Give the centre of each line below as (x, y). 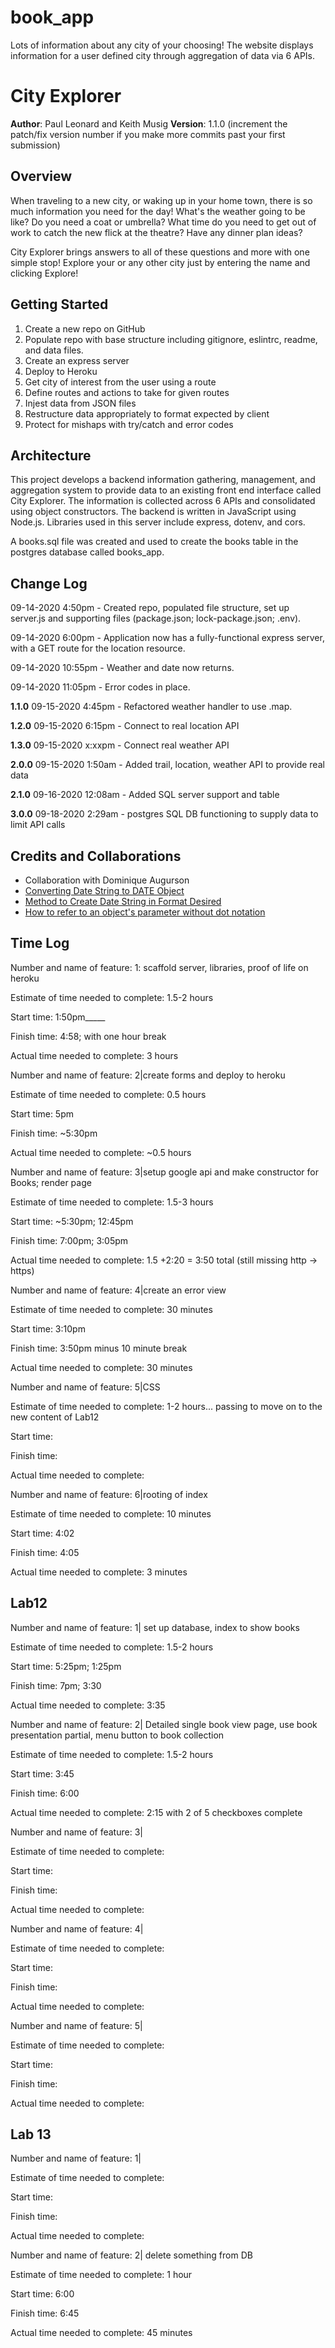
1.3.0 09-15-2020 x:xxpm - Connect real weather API (120, 745)
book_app (52, 17)
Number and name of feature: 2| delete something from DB (131, 2255)
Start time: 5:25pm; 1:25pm (66, 1666)
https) (22, 1270)
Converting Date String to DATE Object (104, 890)
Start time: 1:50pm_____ (58, 1017)
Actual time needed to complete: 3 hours (94, 1055)
